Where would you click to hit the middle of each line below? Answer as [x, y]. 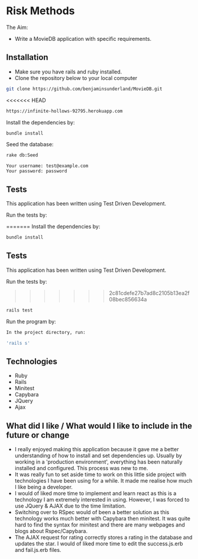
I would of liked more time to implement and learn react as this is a [95, 493]
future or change [38, 435]
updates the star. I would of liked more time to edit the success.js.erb [99, 544]
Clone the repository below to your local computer [76, 78]
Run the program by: [31, 322]
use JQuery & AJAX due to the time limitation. [70, 506]
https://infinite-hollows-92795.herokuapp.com [64, 111]
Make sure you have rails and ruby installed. [68, 72]
